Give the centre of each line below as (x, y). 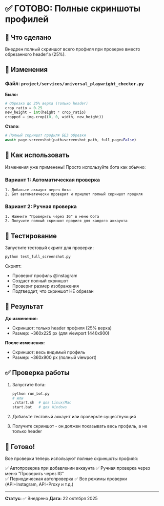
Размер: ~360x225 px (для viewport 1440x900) (61, 333)
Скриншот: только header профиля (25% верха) (62, 328)
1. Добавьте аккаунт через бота (38, 190)
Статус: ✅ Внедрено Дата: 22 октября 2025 (51, 498)
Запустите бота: (29, 384)
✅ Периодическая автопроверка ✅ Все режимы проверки (66, 479)
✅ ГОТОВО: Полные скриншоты (73, 9)
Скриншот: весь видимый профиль (49, 352)
